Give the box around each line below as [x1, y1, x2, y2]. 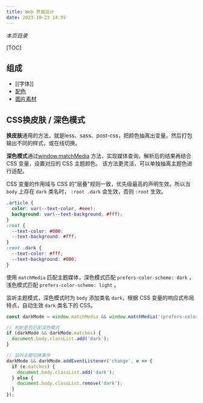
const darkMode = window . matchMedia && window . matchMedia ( [6, 313, 158, 319]
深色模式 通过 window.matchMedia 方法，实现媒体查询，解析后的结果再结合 [6, 152, 192, 160]
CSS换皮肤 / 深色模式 [6, 114, 86, 125]
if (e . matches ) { [11, 364, 56, 370]
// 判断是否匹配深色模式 [6, 324, 60, 330]
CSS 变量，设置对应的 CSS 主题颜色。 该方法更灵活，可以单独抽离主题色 [6, 160, 187, 167]
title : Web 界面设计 [6, 8, 54, 15]
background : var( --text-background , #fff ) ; [11, 211, 123, 217]
